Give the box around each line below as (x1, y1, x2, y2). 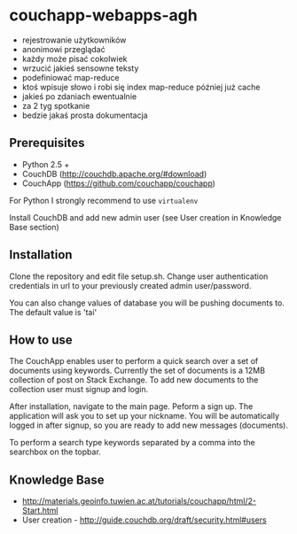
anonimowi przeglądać (21, 43, 106, 54)
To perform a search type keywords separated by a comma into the (9, 437, 255, 448)
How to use (9, 332, 73, 347)
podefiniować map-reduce (21, 72, 120, 82)
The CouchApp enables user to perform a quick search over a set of (9, 356, 259, 367)
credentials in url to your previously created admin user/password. (9, 280, 252, 290)
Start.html (21, 506, 59, 516)
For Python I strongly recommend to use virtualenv (9, 195, 199, 205)
